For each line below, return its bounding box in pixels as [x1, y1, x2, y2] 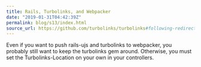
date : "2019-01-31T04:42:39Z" [6, 14, 82, 20]
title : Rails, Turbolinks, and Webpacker [6, 8, 111, 15]
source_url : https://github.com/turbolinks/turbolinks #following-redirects [6, 25, 199, 31]
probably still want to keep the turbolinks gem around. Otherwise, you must [6, 48, 192, 55]
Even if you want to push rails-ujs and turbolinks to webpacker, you [6, 42, 172, 49]
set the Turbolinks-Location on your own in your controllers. [6, 54, 154, 61]
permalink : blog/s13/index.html [6, 20, 87, 25]
